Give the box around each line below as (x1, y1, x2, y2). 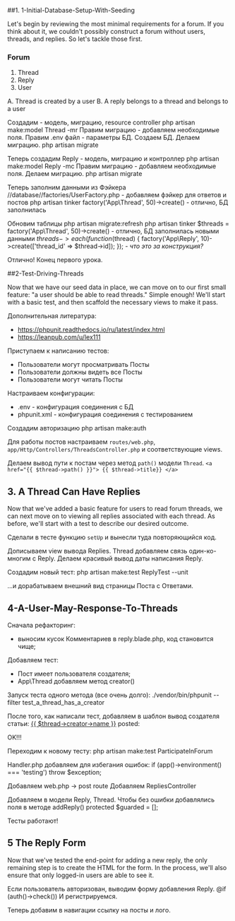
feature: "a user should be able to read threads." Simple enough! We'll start (7, 291, 226, 299)
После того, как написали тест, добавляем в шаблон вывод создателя (7, 712, 220, 720)
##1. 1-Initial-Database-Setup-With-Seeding (7, 6, 135, 14)
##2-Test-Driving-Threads (7, 269, 84, 278)
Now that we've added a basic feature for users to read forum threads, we (7, 505, 223, 513)
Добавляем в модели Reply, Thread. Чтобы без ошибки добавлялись (7, 795, 215, 804)
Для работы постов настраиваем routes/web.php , (7, 438, 156, 446)
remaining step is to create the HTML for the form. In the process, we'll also (7, 863, 227, 872)
